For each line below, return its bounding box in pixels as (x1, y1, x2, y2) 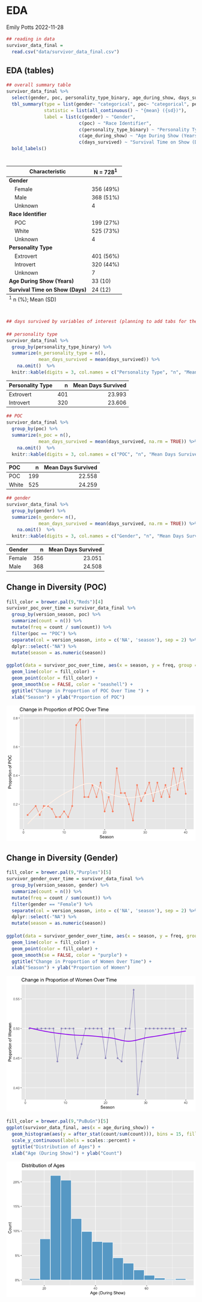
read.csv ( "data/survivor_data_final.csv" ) (11, 49, 120, 55)
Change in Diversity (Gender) (6, 853, 118, 863)
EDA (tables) (6, 65, 54, 75)
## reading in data (6, 36, 55, 42)
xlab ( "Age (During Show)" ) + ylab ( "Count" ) (11, 1150, 122, 1156)
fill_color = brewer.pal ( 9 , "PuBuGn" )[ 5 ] (6, 1118, 109, 1124)
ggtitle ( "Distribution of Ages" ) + (11, 1144, 101, 1150)
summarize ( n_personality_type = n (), (11, 350, 106, 356)
